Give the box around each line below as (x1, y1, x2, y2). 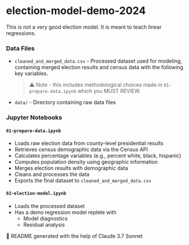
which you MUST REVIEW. (78, 88, 141, 95)
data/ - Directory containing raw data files (14, 99, 116, 106)
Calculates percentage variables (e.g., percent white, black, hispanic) (14, 152, 181, 159)
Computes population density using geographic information (14, 158, 158, 165)
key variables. (14, 70, 48, 77)
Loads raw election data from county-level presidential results (14, 140, 164, 147)
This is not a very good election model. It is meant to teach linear (6, 23, 162, 30)
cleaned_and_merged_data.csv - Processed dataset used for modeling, (14, 57, 183, 65)
